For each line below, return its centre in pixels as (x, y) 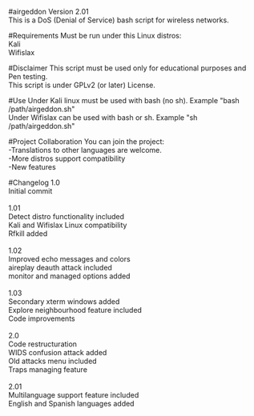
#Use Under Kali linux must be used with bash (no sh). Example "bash (124, 100)
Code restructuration (43, 344)
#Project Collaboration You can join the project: (87, 142)
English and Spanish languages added (71, 404)
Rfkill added (28, 234)
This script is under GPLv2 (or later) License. (82, 85)
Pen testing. (28, 76)
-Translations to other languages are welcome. (85, 150)
